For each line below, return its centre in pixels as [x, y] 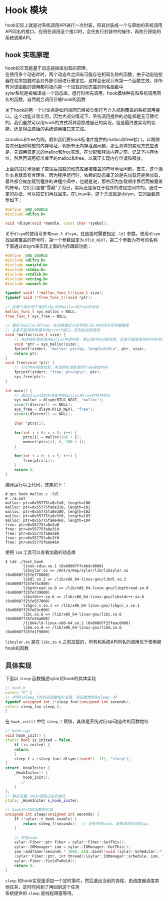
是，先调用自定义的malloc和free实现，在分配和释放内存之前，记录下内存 [79, 152]
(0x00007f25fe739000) [28, 592]
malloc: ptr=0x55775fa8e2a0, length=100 [48, 503]
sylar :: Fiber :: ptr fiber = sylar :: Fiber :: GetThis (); [70, 842]
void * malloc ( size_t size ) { [35, 335]
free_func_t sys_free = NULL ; [37, 316]
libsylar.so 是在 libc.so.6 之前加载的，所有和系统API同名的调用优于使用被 [83, 642]
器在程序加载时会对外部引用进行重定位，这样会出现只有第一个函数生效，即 [82, 80]
